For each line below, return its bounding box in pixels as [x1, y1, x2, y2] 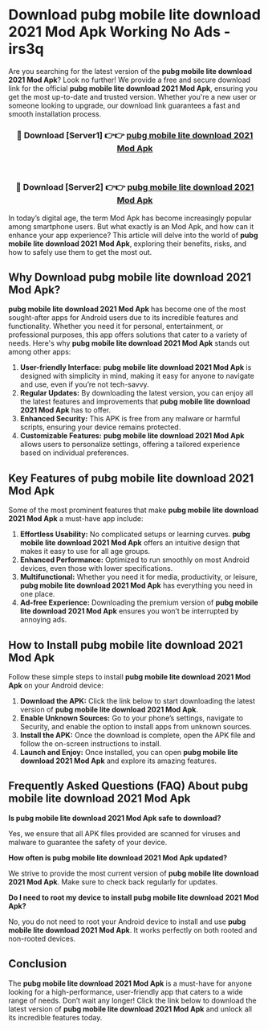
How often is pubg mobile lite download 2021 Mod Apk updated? [8, 852, 228, 862]
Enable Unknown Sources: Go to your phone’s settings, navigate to [19, 713, 244, 723]
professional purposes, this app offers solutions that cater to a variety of [8, 330, 248, 339]
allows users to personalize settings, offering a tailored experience [19, 440, 241, 449]
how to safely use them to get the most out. [8, 247, 152, 256]
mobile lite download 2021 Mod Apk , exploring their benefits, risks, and [8, 239, 247, 248]
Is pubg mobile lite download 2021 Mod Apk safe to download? [8, 813, 221, 823]
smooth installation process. [8, 109, 102, 118]
